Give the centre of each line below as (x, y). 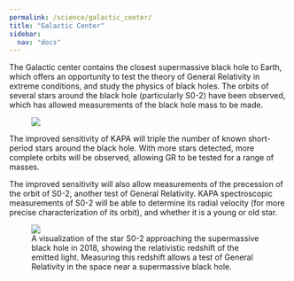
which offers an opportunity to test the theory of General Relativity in (135, 77)
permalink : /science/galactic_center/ (81, 17)
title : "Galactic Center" (57, 26)
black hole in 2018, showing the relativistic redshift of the (135, 248)
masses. (24, 167)
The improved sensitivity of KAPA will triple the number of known (128, 139)
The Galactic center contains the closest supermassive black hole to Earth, (146, 67)
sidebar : (25, 34)
